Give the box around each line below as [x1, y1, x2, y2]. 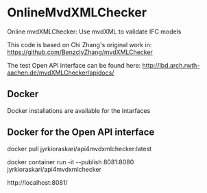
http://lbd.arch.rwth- [142, 61, 200, 69]
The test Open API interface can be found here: [7, 61, 141, 69]
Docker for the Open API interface [7, 127, 155, 138]
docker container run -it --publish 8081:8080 [7, 157, 134, 166]
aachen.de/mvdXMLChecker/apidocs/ [7, 68, 114, 77]
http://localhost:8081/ [7, 178, 68, 186]
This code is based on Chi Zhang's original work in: [7, 40, 152, 49]
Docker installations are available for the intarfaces [7, 106, 151, 114]
